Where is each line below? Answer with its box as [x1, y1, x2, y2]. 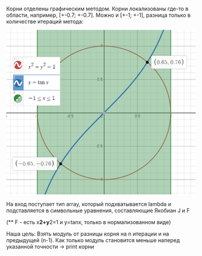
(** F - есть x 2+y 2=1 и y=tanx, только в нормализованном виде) [6, 219, 171, 226]
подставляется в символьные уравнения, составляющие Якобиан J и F [6, 207, 191, 214]
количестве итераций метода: [6, 18, 84, 25]
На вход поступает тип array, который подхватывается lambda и [6, 201, 171, 208]
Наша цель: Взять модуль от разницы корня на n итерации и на [6, 230, 170, 237]
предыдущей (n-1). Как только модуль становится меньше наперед [6, 237, 180, 244]
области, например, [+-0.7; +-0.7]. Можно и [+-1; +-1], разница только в [6, 11, 191, 19]
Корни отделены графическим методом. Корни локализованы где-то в [6, 5, 189, 12]
